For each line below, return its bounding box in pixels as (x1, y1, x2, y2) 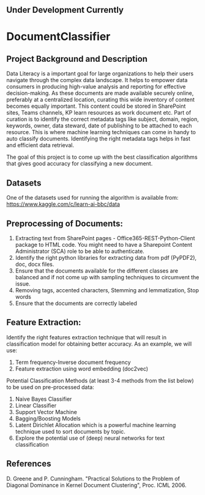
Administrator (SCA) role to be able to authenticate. (15, 247, 145, 255)
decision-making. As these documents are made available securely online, (6, 89, 194, 97)
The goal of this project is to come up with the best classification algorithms (6, 153, 198, 161)
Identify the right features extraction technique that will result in (6, 333, 167, 341)
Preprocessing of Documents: (6, 218, 124, 229)
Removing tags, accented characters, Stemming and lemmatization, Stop (15, 287, 199, 294)
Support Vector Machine (15, 408, 78, 415)
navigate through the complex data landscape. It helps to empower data (6, 77, 188, 84)
